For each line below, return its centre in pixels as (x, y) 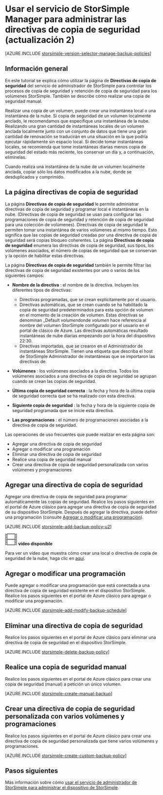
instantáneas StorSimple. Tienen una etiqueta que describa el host (86, 351)
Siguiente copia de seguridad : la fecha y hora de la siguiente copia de (83, 405)
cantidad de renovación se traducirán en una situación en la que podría (76, 136)
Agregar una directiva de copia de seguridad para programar (66, 497)
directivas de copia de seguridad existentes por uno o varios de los (72, 270)
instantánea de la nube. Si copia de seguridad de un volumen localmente (78, 116)
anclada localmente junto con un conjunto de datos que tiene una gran (76, 131)
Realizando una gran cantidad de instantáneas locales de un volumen (75, 126)
